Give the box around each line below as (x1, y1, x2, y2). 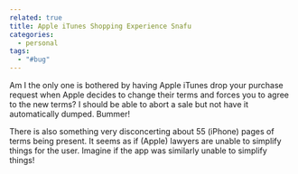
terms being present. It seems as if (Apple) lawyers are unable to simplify (9, 136, 282, 146)
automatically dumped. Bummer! (9, 109, 131, 119)
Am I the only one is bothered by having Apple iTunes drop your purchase (9, 80, 284, 90)
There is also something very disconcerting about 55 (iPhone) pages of (9, 126, 275, 136)
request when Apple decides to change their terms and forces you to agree (9, 89, 290, 100)
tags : (9, 47, 30, 56)
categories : (9, 30, 54, 39)
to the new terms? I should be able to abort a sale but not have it (9, 99, 248, 109)
